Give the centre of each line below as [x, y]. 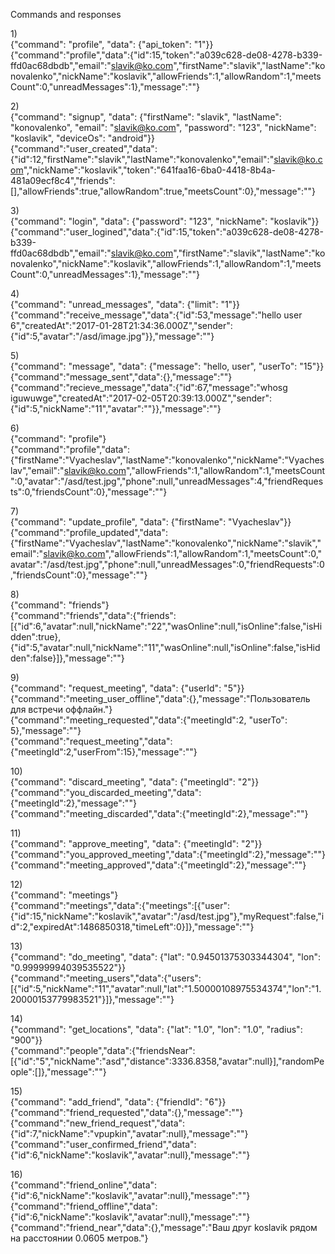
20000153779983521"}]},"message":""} [92, 999]
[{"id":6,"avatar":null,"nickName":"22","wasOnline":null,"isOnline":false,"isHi [166, 626]
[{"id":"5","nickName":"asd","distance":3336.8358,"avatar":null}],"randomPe [167, 1061]
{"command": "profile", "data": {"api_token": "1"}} [112, 44]
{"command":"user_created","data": [84, 148]
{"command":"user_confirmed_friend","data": [103, 1144]
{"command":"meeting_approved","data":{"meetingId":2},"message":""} [158, 865]
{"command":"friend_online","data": [84, 1185]
